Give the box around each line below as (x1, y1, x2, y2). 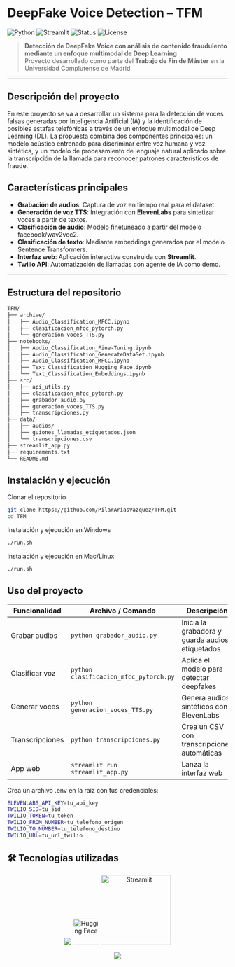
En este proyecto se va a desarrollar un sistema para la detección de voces (7, 109, 224, 118)
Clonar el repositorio (7, 493, 66, 501)
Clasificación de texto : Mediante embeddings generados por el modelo (17, 237, 225, 246)
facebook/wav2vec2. (17, 230, 79, 239)
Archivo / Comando (90, 606, 156, 615)
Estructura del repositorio (7, 286, 122, 298)
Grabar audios (10, 630, 58, 640)
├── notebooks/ (7, 338, 52, 345)
